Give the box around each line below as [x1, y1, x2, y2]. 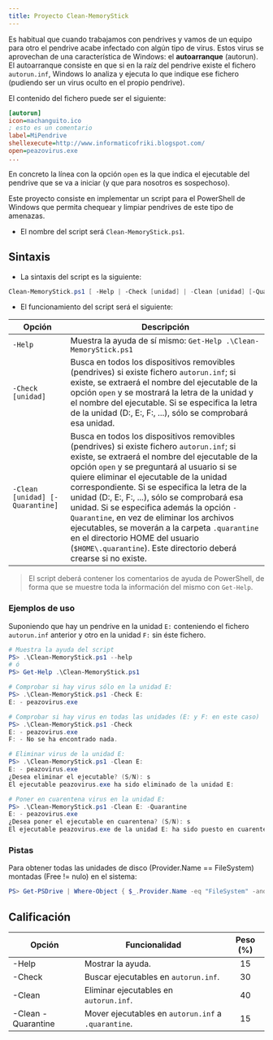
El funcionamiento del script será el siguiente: [19, 302, 173, 312]
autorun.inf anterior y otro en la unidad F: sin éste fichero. [8, 630, 206, 640]
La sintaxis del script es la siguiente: [19, 272, 142, 282]
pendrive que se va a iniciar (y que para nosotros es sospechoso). [8, 177, 230, 187]
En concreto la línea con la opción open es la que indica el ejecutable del [8, 168, 250, 179]
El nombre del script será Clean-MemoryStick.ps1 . [19, 226, 185, 236]
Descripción [141, 321, 190, 333]
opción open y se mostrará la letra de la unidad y [70, 387, 253, 399]
